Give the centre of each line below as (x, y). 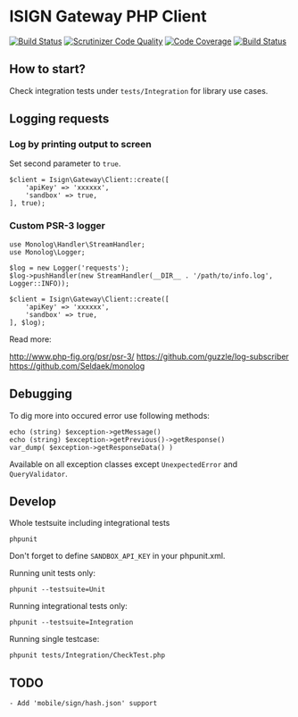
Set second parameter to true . (65, 163)
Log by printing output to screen (80, 145)
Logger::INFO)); (39, 283)
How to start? (48, 69)
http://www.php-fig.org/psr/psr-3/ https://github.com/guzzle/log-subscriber (149, 356)
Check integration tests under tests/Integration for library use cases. (139, 90)
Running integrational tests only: (68, 606)
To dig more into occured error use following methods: (109, 415)
